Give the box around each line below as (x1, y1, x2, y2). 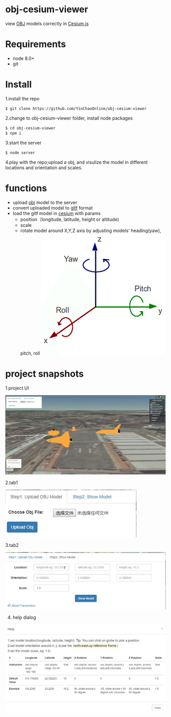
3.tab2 (5, 542, 19, 548)
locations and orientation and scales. (5, 165, 83, 171)
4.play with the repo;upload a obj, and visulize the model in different (5, 159, 148, 165)
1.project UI (5, 385, 29, 391)
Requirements (5, 38, 66, 50)
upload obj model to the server (12, 199, 77, 205)
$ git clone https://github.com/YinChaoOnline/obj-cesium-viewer (5, 106, 147, 111)
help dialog (12, 614, 37, 620)
